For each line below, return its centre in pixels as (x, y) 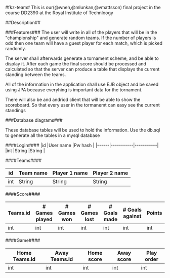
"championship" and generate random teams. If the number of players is (81, 38)
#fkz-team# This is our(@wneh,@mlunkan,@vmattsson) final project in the (83, 7)
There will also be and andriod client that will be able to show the (73, 99)
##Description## (23, 23)
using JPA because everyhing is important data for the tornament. (74, 90)
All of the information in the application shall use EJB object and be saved (82, 84)
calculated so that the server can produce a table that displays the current (82, 69)
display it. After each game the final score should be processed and (76, 64)
